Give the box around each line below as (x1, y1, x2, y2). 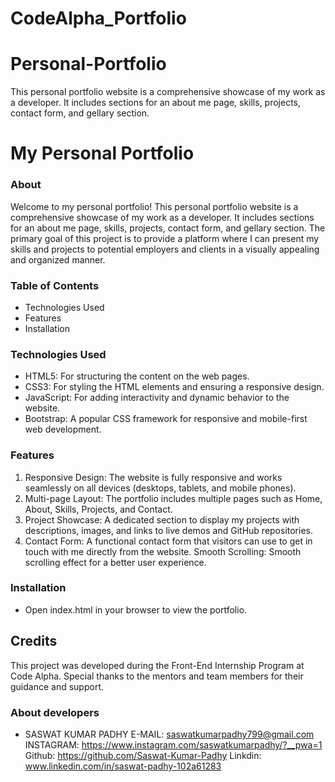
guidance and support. (10, 680, 105, 692)
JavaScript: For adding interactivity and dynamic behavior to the (24, 392, 290, 404)
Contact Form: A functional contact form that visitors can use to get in (24, 535, 313, 547)
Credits (10, 633, 58, 650)
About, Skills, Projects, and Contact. (24, 503, 173, 515)
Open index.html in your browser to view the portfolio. (24, 603, 248, 616)
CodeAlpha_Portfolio (10, 7, 187, 30)
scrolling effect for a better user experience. (24, 556, 207, 568)
